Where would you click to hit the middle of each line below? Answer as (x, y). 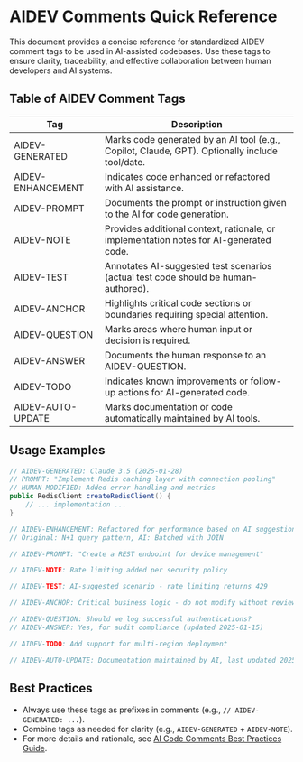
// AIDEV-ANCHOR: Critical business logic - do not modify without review (153, 603)
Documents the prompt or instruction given (196, 202)
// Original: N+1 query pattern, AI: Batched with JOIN (116, 538)
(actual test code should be (163, 277)
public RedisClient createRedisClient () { (90, 497)
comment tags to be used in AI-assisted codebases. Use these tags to (140, 51)
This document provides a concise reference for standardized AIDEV (137, 42)
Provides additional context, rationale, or (190, 228)
